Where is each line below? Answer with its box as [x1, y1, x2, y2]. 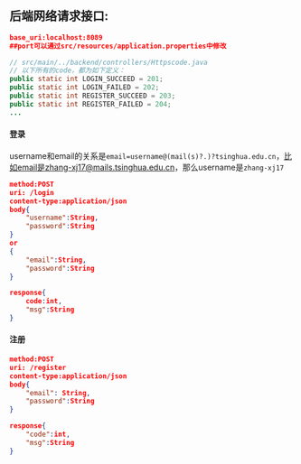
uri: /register [9, 363, 67, 372]
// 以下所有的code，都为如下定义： [9, 66, 126, 75]
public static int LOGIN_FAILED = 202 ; [9, 83, 160, 92]
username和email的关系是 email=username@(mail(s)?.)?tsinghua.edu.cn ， [9, 150, 285, 161]
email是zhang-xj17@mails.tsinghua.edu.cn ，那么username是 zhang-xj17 [16, 162, 285, 172]
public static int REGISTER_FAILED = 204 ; [9, 99, 172, 108]
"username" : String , [25, 213, 99, 223]
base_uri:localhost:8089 [9, 32, 103, 42]
